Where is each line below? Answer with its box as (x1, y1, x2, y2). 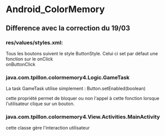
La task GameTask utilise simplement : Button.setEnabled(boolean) (6, 85, 146, 92)
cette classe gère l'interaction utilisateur (6, 125, 90, 131)
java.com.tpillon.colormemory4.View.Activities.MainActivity (6, 113, 160, 120)
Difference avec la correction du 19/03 (6, 24, 130, 32)
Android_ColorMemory (6, 4, 105, 15)
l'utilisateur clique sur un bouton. (6, 100, 75, 107)
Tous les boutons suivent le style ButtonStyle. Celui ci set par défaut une (6, 50, 158, 56)
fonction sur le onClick (6, 56, 53, 62)
